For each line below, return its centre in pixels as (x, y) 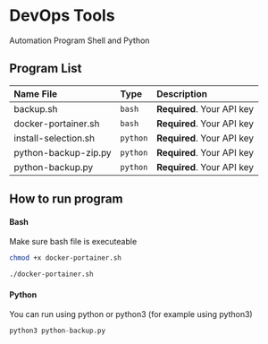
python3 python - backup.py (57, 331)
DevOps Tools (62, 16)
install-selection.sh (54, 138)
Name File (36, 93)
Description (182, 93)
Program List (46, 69)
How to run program (66, 199)
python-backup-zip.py (63, 152)
